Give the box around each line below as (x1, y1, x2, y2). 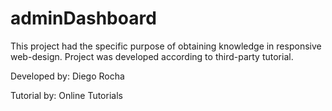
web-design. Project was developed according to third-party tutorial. (10, 50, 294, 62)
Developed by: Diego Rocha (10, 70, 125, 82)
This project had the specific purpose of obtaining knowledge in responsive (10, 40, 322, 52)
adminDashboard (10, 7, 157, 30)
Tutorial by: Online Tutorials (10, 89, 123, 101)
